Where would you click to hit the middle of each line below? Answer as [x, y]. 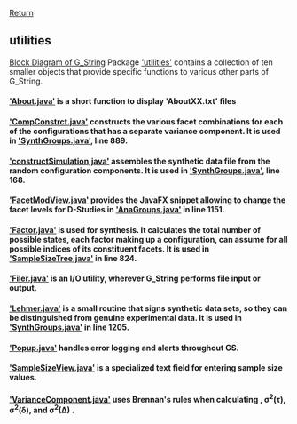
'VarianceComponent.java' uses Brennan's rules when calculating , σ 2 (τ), [148, 398]
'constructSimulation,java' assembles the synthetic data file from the [140, 161]
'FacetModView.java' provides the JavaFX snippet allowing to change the [148, 200]
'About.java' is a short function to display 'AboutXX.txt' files [123, 101]
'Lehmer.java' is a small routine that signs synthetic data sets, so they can [148, 308]
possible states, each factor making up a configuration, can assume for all [148, 239]
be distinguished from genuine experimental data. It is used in [125, 317]
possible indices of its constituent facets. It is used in [109, 249]
